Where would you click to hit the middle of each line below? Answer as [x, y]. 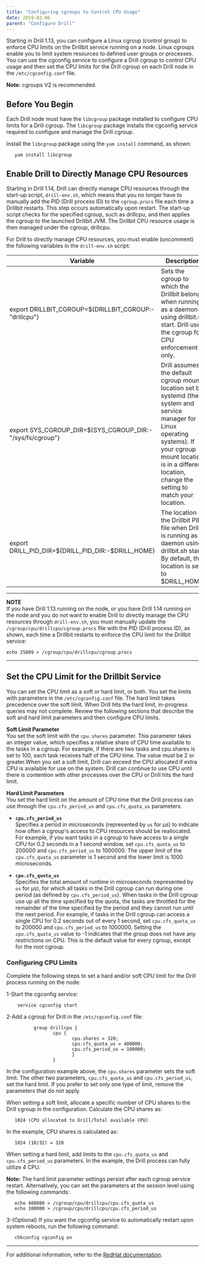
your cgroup [178, 449]
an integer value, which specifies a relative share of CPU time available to [99, 742]
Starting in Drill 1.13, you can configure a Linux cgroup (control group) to [97, 41]
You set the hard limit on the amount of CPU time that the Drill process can [100, 799]
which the [175, 286]
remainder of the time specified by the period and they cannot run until [104, 908]
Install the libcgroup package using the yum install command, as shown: [99, 144]
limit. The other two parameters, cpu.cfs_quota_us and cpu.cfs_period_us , [99, 1078]
